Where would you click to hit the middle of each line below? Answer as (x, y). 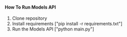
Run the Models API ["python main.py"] (53, 29)
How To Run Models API (30, 7)
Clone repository (30, 18)
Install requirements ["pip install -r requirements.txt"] (67, 24)
